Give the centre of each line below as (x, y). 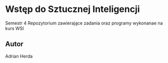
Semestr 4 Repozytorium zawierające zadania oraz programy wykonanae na (84, 23)
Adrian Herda (19, 56)
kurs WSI (15, 28)
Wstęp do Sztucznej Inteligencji (73, 9)
